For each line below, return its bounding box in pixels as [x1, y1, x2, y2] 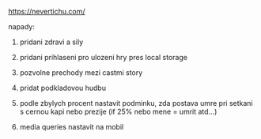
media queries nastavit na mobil [19, 122, 124, 131]
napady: [8, 22, 36, 31]
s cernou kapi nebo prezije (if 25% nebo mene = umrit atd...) [19, 107, 217, 116]
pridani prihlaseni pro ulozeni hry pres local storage [19, 53, 188, 62]
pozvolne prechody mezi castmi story [19, 68, 143, 77]
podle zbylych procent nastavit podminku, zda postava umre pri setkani [19, 99, 253, 107]
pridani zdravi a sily [19, 37, 84, 47]
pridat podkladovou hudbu [19, 83, 107, 92]
